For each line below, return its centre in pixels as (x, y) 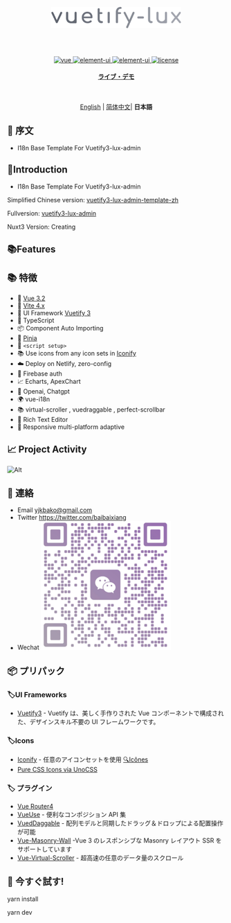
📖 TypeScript (36, 320)
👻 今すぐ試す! (36, 882)
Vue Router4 (35, 806)
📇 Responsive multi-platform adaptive (71, 427)
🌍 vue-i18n (34, 399)
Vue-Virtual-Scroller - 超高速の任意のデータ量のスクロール (100, 858)
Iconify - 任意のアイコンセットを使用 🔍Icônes (83, 759)
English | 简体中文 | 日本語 (116, 107)
